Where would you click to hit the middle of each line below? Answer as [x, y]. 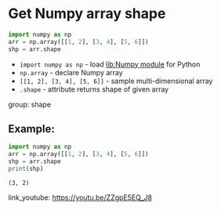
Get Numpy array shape [87, 14]
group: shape [30, 104]
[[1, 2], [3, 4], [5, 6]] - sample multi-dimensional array [116, 81]
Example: [31, 129]
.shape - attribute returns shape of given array [94, 89]
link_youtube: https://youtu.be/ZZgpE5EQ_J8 [80, 197]
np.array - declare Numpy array [71, 72]
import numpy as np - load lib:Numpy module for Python [110, 64]
